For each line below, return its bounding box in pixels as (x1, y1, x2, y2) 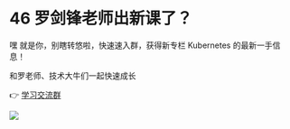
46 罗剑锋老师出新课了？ (9, 8, 192, 29)
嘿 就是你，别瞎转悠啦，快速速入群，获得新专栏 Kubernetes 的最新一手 (9, 40, 273, 51)
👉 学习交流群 (9, 89, 61, 100)
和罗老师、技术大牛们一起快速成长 (9, 69, 136, 81)
